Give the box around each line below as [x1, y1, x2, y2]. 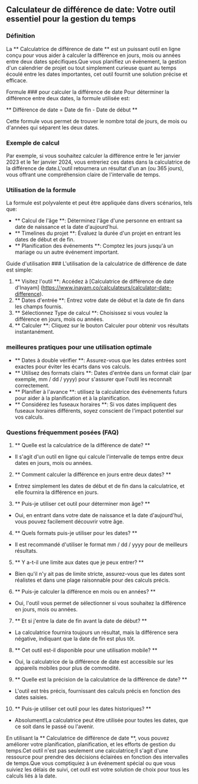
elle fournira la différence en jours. [14, 489, 99, 496]
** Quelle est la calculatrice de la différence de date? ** [14, 441, 151, 448]
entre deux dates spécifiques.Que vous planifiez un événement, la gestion [6, 58, 187, 65]
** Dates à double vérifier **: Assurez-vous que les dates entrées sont [14, 356, 187, 364]
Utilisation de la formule [6, 186, 76, 194]
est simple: [6, 266, 33, 273]
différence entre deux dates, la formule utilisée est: [6, 94, 130, 101]
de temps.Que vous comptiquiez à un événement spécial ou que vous [6, 759, 176, 767]
